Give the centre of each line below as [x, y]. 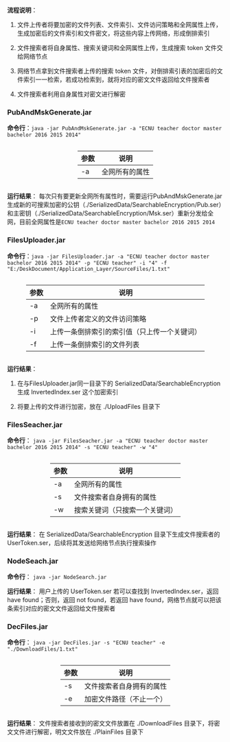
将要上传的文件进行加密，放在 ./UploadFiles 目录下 [89, 406]
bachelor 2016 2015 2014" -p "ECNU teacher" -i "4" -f [87, 263]
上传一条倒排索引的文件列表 [95, 344]
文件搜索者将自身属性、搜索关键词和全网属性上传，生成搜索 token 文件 [117, 48]
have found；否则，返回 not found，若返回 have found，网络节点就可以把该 [114, 600]
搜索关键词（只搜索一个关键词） [126, 510]
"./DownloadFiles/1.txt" [43, 649]
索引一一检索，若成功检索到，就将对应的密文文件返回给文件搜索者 [116, 80]
